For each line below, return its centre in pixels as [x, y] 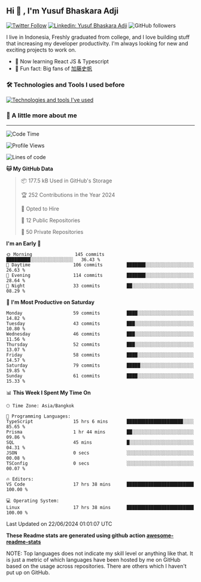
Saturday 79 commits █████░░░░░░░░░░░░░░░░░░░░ [100, 365]
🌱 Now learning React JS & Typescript [62, 61]
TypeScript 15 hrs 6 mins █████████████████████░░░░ [100, 422]
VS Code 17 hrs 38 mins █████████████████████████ [100, 485]
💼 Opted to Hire [40, 209]
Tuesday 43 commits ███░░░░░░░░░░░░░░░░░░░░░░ [100, 324]
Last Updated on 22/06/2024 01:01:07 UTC [59, 524]
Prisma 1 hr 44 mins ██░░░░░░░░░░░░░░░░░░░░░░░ [100, 432]
